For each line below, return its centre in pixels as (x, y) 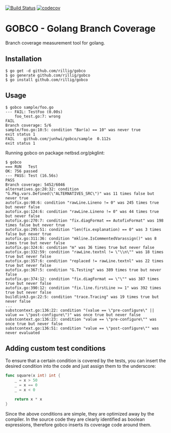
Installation (24, 59)
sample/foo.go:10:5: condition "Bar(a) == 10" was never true (73, 130)
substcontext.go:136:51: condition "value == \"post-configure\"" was (82, 328)
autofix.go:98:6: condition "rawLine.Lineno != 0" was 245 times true (82, 203)
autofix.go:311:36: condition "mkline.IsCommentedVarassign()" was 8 (81, 239)
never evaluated (23, 333)
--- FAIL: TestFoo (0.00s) (34, 112)
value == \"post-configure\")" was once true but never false (73, 315)
